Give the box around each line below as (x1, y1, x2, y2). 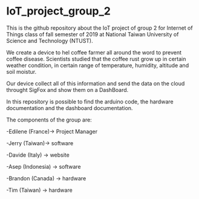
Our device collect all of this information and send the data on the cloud (6, 80, 185, 87)
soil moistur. (6, 68, 37, 75)
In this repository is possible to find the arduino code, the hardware (6, 98, 174, 105)
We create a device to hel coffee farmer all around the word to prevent (6, 48, 182, 56)
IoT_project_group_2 (6, 4, 111, 18)
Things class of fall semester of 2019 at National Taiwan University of (6, 30, 179, 38)
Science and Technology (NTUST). (6, 37, 93, 44)
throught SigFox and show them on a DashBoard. (6, 86, 129, 93)
